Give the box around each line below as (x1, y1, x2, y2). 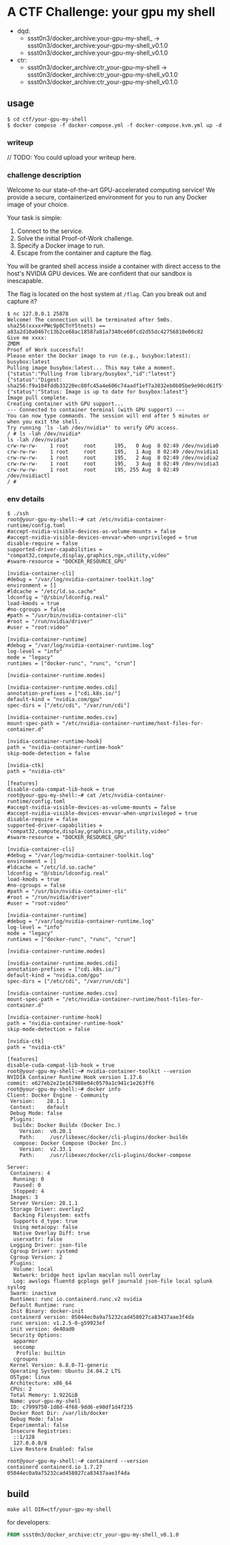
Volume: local (13, 1265, 53, 1272)
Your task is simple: (7, 214, 62, 222)
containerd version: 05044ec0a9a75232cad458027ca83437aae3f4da (10, 1313, 194, 1320)
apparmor (13, 1337, 38, 1344)
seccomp (13, 1343, 36, 1350)
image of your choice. (7, 200, 69, 209)
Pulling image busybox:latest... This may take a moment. (7, 365, 176, 372)
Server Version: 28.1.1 (10, 1200, 78, 1206)
